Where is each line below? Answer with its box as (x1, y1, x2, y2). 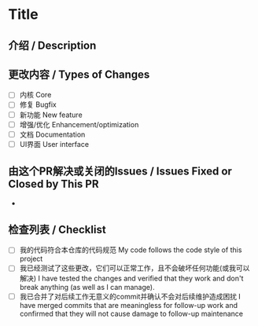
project (19, 254, 43, 264)
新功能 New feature (19, 110, 83, 119)
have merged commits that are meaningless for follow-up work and (19, 300, 238, 310)
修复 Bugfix (19, 100, 57, 109)
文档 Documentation (19, 130, 86, 139)
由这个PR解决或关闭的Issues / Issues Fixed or (8, 165, 232, 178)
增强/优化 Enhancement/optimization (19, 119, 139, 129)
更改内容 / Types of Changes (8, 68, 150, 81)
